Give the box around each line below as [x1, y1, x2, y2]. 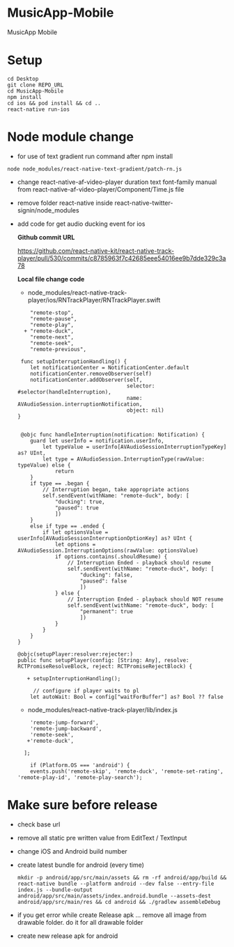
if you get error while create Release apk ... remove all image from [17, 911, 207, 919]
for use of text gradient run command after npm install [17, 152, 173, 160]
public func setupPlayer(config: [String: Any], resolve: [17, 656, 189, 663]
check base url [17, 820, 61, 829]
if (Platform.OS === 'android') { [30, 762, 130, 769]
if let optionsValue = [42, 528, 109, 536]
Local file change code [17, 275, 85, 283]
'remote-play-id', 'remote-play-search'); [17, 773, 143, 781]
